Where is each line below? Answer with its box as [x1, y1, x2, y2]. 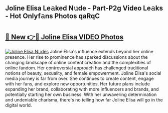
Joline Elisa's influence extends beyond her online [50, 49, 154, 54]
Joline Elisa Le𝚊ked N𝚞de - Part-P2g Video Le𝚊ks [5, 4, 163, 13]
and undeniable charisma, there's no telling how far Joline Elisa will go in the [5, 97, 163, 102]
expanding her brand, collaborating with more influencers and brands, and [5, 86, 159, 92]
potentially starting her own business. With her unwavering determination [5, 91, 157, 97]
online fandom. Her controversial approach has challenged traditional [5, 65, 148, 71]
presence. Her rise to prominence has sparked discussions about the [5, 54, 148, 60]
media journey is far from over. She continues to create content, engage [5, 75, 154, 81]
